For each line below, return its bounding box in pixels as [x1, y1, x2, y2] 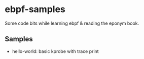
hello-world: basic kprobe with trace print [12, 48, 99, 54]
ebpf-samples [5, 4, 65, 15]
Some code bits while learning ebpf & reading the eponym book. [5, 20, 139, 26]
